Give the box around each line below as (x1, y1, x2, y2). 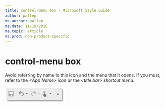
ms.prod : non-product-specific (5, 34, 70, 39)
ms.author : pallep (5, 18, 43, 23)
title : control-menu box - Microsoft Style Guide (5, 8, 110, 13)
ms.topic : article (5, 29, 43, 34)
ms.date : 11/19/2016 (5, 24, 48, 29)
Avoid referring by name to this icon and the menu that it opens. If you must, (5, 72, 161, 78)
